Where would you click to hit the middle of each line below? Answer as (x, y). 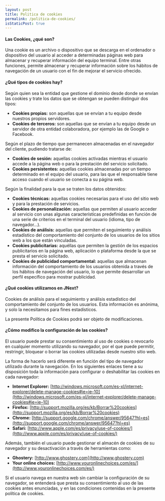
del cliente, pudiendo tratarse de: (39, 149)
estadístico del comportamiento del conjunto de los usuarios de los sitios (86, 235)
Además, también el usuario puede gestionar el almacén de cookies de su (80, 443)
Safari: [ (21, 428)
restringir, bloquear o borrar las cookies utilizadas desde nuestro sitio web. (81, 352)
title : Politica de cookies (34, 14)
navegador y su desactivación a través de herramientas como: (68, 448)
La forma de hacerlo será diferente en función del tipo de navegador (74, 361)
